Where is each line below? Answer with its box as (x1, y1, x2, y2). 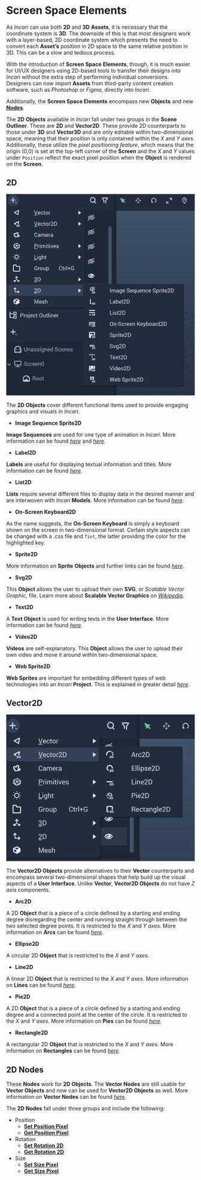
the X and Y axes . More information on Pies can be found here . (6, 1017, 162, 1025)
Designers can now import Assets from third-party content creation (6, 79, 173, 87)
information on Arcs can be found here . (6, 929, 104, 936)
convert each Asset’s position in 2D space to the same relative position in (6, 43, 188, 50)
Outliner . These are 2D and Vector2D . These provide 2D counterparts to (6, 122, 186, 129)
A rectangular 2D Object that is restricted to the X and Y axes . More (6, 1041, 173, 1048)
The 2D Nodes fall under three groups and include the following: (6, 1105, 165, 1112)
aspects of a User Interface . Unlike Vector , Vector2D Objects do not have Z (6, 880, 195, 887)
